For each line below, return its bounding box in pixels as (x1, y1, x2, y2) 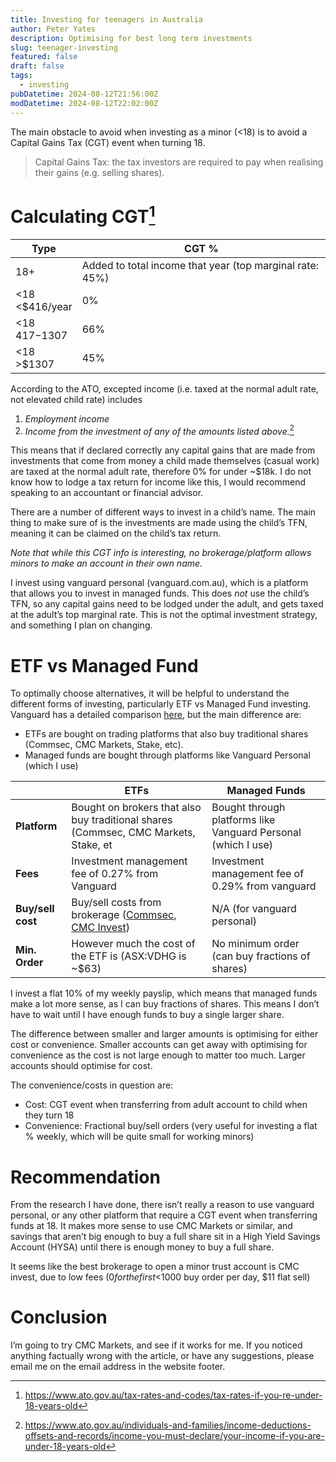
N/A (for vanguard (211, 902, 297, 916)
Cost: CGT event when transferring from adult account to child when (24, 1099, 308, 1111)
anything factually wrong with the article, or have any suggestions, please (10, 1350, 315, 1362)
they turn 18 (24, 1109, 75, 1121)
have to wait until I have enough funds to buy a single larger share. (10, 1009, 285, 1021)
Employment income (24, 412, 110, 425)
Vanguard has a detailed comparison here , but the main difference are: (10, 709, 302, 721)
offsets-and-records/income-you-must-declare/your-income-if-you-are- (24, 1430, 325, 1442)
